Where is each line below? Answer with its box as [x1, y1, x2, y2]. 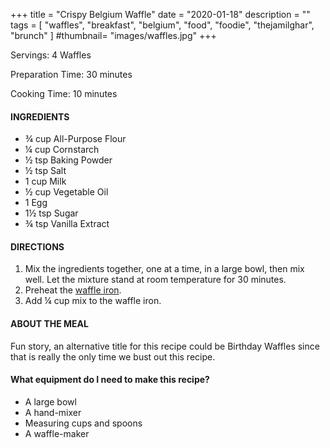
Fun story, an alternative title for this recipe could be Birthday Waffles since [10, 340, 320, 352]
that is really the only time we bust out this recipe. [10, 350, 216, 363]
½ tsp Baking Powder [24, 154, 113, 166]
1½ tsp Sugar [24, 207, 79, 219]
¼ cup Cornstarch [24, 144, 100, 156]
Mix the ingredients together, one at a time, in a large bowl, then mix [24, 263, 305, 275]
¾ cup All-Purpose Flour [24, 133, 127, 145]
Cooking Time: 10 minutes [10, 88, 118, 99]
